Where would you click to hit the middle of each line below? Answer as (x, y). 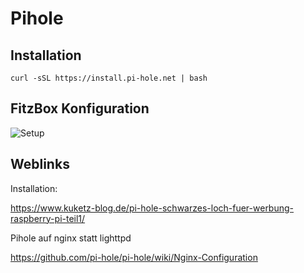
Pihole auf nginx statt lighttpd (71, 238)
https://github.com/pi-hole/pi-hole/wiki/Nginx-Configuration (134, 257)
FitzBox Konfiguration (80, 108)
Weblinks (40, 164)
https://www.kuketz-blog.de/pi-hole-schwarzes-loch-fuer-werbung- (152, 208)
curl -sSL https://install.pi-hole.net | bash (109, 78)
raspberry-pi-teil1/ (48, 218)
